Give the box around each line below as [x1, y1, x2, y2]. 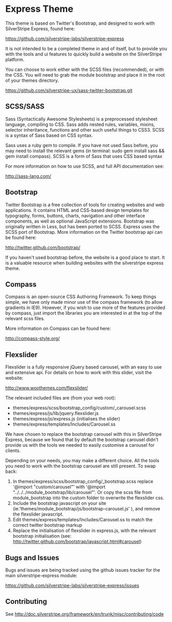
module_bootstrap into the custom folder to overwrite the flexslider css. [12, 495, 164, 501]
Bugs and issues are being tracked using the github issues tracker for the [5, 567, 160, 573]
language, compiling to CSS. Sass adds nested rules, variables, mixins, [5, 121, 155, 127]
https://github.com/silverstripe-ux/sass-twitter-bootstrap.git [5, 87, 132, 93]
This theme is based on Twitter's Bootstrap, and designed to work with [5, 20, 155, 26]
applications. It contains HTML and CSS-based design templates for [5, 207, 149, 213]
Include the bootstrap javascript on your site [12, 500, 106, 506]
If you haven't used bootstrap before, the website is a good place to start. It [5, 254, 165, 260]
